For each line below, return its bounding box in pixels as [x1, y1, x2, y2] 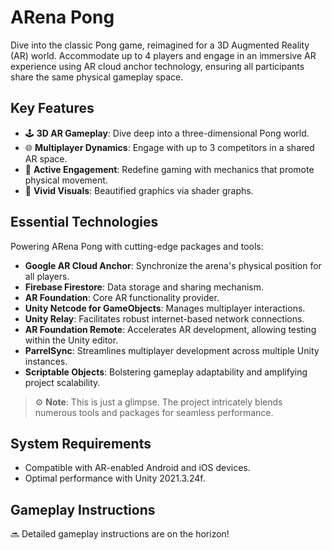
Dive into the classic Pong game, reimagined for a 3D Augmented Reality [10, 39, 310, 51]
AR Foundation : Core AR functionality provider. [24, 291, 220, 303]
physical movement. [24, 174, 108, 186]
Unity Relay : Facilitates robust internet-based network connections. [24, 312, 305, 325]
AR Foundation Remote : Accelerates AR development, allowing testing [24, 323, 317, 335]
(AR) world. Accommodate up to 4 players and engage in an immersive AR [10, 49, 317, 61]
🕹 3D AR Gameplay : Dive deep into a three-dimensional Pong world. [24, 127, 310, 139]
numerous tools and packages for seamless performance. [34, 406, 274, 418]
